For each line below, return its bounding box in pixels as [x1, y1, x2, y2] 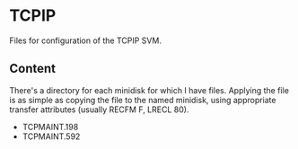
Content [9, 61, 57, 76]
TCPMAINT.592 [22, 131, 81, 142]
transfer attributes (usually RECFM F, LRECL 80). [9, 104, 189, 115]
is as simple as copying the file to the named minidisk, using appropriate [9, 94, 276, 105]
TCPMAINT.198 [22, 121, 79, 132]
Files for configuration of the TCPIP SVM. [9, 35, 162, 46]
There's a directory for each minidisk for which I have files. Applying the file [9, 84, 290, 95]
